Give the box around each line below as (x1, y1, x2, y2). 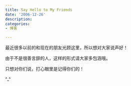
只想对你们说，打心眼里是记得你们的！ (5, 66, 84, 72)
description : (5, 16, 32, 21)
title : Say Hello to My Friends (5, 7, 72, 12)
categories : (5, 21, 30, 26)
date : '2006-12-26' (5, 12, 46, 17)
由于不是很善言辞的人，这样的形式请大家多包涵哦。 (5, 55, 110, 61)
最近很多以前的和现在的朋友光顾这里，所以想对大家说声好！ (5, 44, 128, 50)
